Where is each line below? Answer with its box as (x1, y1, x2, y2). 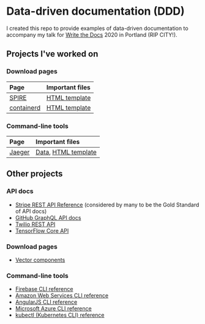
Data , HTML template (35, 148, 97, 156)
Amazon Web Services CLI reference (15, 292, 109, 300)
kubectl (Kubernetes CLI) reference (15, 311, 105, 319)
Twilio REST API (15, 220, 56, 228)
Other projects (6, 168, 63, 179)
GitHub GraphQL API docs (15, 214, 81, 221)
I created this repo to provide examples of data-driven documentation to (6, 24, 188, 32)
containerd (9, 103, 41, 111)
